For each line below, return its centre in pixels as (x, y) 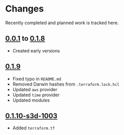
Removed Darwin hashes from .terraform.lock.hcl (66, 84)
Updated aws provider (35, 89)
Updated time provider (36, 95)
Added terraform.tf (34, 128)
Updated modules (31, 100)
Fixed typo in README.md (37, 79)
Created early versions (36, 50)
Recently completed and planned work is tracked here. (62, 23)
